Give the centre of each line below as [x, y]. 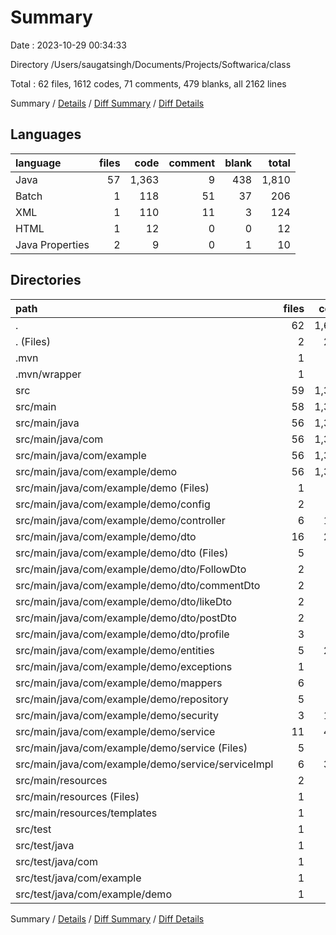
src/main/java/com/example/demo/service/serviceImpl [144, 764]
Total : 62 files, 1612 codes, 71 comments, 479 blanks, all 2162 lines [148, 83]
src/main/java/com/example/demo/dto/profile [122, 634]
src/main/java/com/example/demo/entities [115, 650]
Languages [46, 134]
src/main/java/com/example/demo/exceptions [124, 666]
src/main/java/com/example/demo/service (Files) [131, 748]
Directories [46, 280]
